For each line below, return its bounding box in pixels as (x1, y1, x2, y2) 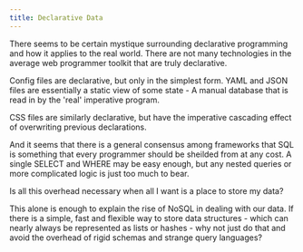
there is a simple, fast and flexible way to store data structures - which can (9, 212, 288, 223)
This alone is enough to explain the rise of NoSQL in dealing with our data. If (9, 203, 294, 214)
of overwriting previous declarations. (9, 121, 147, 132)
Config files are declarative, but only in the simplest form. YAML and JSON (9, 74, 288, 86)
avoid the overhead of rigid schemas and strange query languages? (9, 232, 263, 243)
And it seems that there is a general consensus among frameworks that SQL (9, 139, 295, 150)
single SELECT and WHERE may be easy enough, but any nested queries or (9, 158, 292, 169)
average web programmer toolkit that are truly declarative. (9, 57, 228, 68)
